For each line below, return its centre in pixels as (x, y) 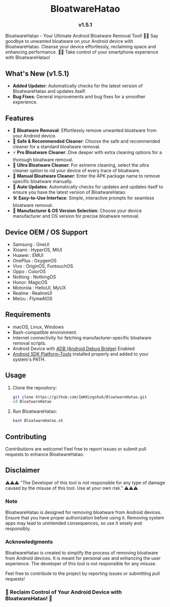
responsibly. (18, 529)
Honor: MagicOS (30, 282)
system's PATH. (29, 359)
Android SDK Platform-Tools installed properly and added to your (80, 354)
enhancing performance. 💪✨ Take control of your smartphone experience (82, 52)
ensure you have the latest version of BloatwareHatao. (69, 192)
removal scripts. (29, 343)
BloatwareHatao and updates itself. (49, 91)
